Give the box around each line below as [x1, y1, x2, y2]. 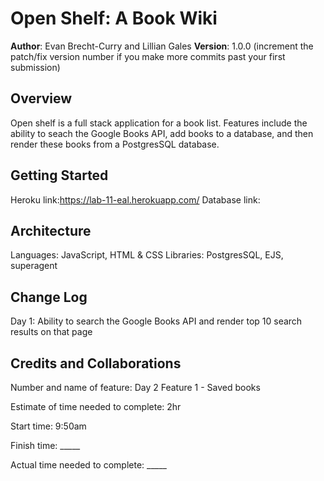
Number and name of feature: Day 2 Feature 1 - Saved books [10, 382, 261, 393]
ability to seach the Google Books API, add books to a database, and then [10, 127, 314, 139]
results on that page [10, 326, 93, 338]
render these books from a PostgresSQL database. [10, 138, 220, 150]
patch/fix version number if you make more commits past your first [10, 50, 286, 62]
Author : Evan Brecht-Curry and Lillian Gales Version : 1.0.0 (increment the [10, 40, 314, 52]
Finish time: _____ [10, 440, 81, 451]
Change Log [10, 288, 88, 306]
